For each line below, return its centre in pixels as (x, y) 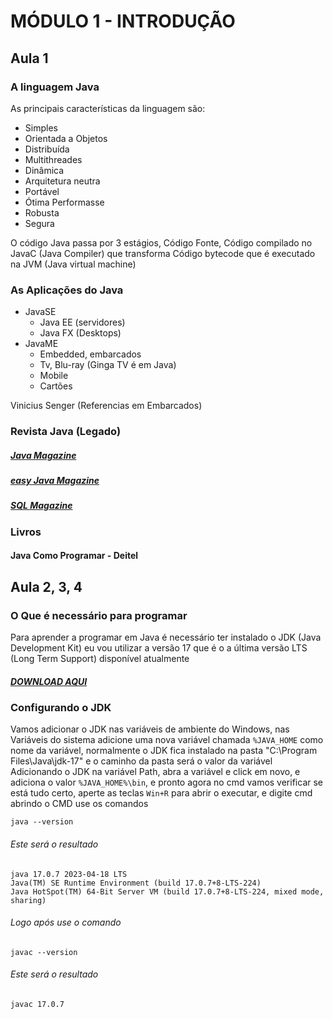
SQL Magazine (41, 506)
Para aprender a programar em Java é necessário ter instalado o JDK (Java (166, 637)
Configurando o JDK (61, 708)
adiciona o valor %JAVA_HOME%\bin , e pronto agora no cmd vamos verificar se (166, 782)
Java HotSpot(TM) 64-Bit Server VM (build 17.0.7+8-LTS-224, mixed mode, (167, 891)
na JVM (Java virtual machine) (73, 264)
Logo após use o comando (66, 922)
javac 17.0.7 (37, 1005)
